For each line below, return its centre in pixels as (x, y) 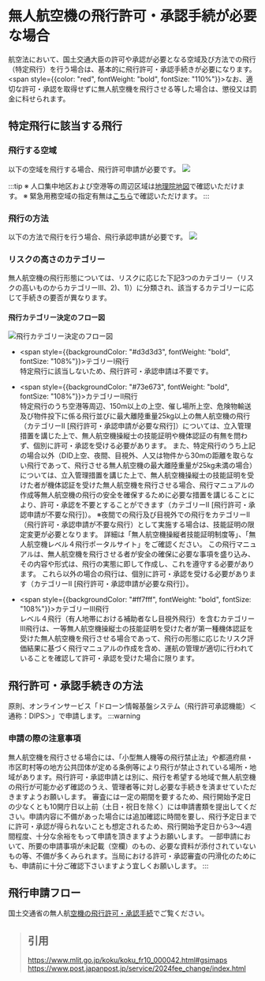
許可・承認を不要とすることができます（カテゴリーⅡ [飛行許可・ (144, 505)
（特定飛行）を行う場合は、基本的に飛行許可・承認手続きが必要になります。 (132, 69)
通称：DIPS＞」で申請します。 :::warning (74, 716)
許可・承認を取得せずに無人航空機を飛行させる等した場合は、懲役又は (136, 88)
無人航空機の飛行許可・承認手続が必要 (133, 16)
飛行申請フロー (45, 893)
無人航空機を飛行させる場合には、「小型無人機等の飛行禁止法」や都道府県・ (131, 757)
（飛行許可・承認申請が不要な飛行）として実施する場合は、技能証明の (134, 525)
